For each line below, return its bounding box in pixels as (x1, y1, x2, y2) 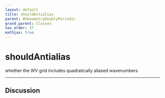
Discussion (5, 87, 40, 95)
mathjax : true (5, 30, 34, 35)
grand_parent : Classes (5, 21, 52, 26)
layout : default (5, 7, 38, 12)
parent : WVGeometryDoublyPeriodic (5, 16, 76, 21)
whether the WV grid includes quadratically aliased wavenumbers (5, 67, 138, 73)
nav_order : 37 (5, 26, 34, 31)
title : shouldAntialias (5, 12, 54, 17)
